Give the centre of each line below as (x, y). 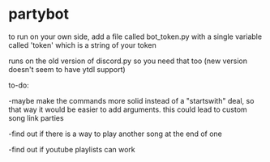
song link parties (36, 117)
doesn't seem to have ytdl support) (67, 69)
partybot (39, 14)
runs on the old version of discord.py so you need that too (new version (128, 61)
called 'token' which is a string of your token (82, 45)
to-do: (19, 85)
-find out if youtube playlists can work (72, 149)
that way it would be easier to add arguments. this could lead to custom (128, 109)
